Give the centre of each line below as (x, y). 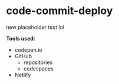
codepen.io (28, 50)
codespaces (39, 68)
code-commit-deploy (59, 11)
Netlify (23, 75)
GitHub (23, 56)
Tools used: (21, 38)
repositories (38, 62)
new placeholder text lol (35, 27)
